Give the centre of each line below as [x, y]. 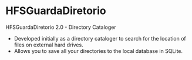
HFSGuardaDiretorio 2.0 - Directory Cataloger [61, 27]
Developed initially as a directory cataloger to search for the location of [100, 38]
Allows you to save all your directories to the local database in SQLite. [98, 51]
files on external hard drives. [48, 45]
